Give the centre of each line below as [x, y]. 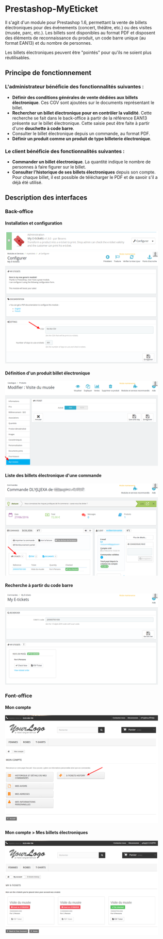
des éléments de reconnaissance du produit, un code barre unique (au [75, 38]
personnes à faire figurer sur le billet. [49, 167]
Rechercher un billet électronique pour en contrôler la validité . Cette [82, 113]
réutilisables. [18, 57]
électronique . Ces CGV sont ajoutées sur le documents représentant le [83, 102]
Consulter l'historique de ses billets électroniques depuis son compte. [84, 172]
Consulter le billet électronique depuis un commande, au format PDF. [81, 133]
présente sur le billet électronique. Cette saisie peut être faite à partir [81, 123]
